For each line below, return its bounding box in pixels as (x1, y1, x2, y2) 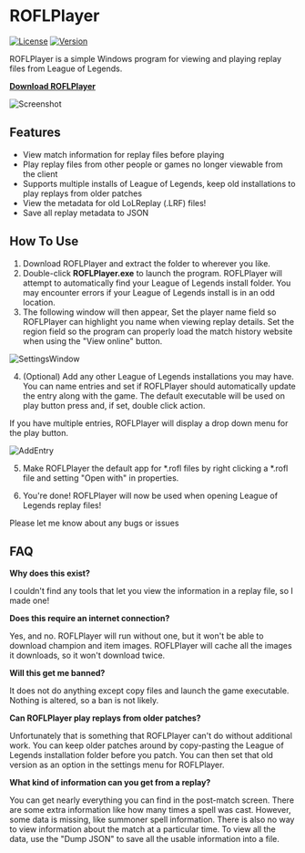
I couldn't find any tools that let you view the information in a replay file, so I (9, 586, 294, 597)
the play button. (9, 427, 68, 438)
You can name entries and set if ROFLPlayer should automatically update (22, 380, 296, 391)
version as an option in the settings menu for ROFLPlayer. (9, 759, 225, 771)
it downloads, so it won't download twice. (9, 650, 166, 661)
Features (9, 125, 61, 140)
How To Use (9, 234, 79, 249)
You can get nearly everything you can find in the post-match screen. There (9, 795, 294, 806)
